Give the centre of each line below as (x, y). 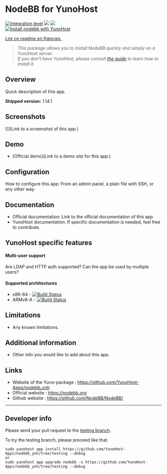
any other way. (20, 189)
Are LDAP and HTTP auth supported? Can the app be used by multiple (77, 266)
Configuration (27, 172)
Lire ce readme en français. (34, 38)
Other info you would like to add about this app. (61, 355)
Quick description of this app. (36, 91)
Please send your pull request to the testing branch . (58, 430)
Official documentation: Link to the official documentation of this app (83, 217)
